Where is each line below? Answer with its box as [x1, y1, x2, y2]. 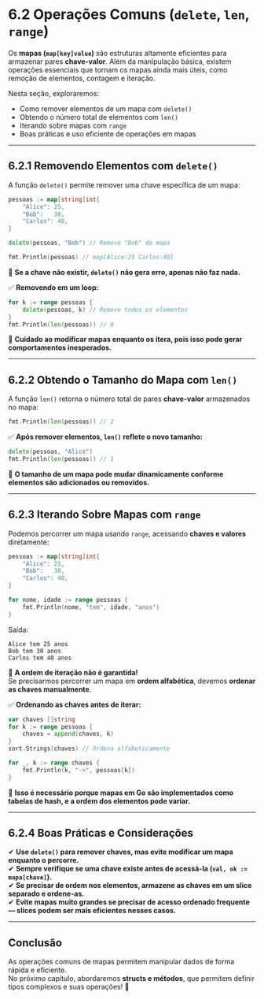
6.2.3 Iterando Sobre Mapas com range [8, 508, 201, 522]
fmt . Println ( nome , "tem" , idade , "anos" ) [22, 603, 159, 611]
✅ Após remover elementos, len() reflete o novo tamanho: [8, 432, 203, 442]
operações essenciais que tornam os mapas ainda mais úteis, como [8, 65, 228, 74]
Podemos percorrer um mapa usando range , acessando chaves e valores [8, 529, 246, 538]
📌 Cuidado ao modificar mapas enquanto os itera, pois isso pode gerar [8, 335, 243, 344]
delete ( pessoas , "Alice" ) [8, 448, 93, 456]
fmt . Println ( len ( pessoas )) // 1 [8, 455, 114, 462]
